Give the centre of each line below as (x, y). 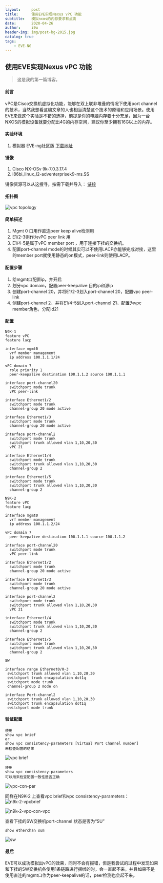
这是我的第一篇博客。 (38, 80)
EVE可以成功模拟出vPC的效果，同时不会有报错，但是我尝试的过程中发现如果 (82, 863)
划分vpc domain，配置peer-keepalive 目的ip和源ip (62, 285)
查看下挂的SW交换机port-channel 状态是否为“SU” (55, 821)
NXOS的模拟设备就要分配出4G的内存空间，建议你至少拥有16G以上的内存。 (80, 122)
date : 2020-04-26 (29, 23)
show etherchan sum (25, 831)
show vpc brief (20, 735)
